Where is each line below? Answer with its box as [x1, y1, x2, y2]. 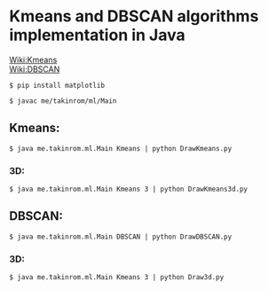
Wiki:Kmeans [9, 54, 58, 65]
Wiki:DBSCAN [9, 64, 60, 74]
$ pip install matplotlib [9, 81, 105, 90]
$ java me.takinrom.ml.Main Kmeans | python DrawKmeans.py [9, 144, 233, 153]
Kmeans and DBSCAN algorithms [9, 6, 259, 27]
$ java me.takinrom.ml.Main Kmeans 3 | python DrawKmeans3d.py [9, 184, 248, 194]
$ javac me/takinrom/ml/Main [9, 96, 117, 106]
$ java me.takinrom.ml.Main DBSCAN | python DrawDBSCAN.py [9, 232, 233, 241]
